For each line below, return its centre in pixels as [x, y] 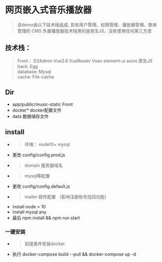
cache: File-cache [36, 76]
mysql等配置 [37, 176]
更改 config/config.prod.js [39, 155]
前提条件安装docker [45, 243]
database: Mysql [34, 72]
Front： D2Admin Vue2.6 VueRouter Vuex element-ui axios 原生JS [85, 61]
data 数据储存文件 [30, 116]
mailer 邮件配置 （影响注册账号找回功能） [67, 197]
